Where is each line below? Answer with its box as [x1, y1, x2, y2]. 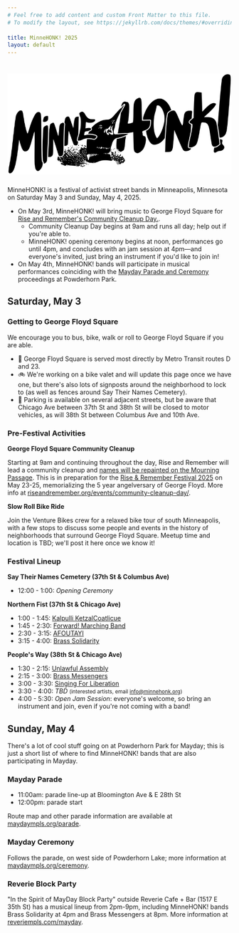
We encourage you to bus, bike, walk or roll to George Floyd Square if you [7, 333, 224, 342]
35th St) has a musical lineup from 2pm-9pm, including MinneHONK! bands [7, 902, 229, 911]
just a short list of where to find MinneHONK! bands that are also [7, 749, 197, 758]
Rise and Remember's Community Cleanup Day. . [17, 214, 161, 223]
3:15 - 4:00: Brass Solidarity [17, 637, 100, 645]
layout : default [7, 41, 55, 49]
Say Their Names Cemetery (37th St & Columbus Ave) [7, 573, 169, 581]
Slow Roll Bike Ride [7, 502, 65, 511]
